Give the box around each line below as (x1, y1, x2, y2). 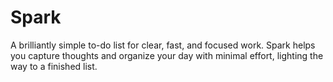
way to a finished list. (10, 60, 98, 72)
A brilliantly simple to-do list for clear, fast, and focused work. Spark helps (10, 39, 316, 51)
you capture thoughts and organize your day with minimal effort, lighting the (10, 49, 324, 61)
